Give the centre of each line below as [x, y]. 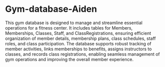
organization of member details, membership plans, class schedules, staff [81, 38]
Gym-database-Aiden [51, 9]
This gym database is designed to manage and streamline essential [74, 23]
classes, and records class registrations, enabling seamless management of [82, 54]
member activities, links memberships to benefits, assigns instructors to [79, 49]
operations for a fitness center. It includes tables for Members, [69, 28]
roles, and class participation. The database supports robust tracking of [78, 43]
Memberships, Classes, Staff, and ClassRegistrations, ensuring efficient [78, 33]
